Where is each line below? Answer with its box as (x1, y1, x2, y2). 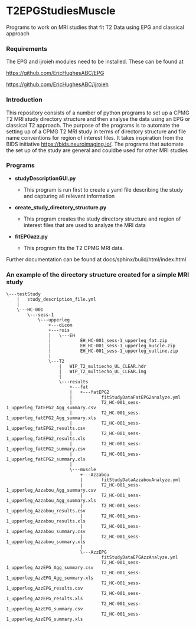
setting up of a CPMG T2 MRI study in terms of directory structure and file (6, 128, 187, 135)
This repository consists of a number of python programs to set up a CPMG (6, 109, 190, 116)
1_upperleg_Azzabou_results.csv (6, 508, 86, 514)
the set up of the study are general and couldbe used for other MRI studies (6, 146, 188, 154)
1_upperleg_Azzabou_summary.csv (6, 529, 86, 535)
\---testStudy (6, 291, 41, 297)
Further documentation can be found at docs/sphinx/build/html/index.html (6, 255, 187, 263)
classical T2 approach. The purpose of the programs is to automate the (6, 121, 180, 129)
